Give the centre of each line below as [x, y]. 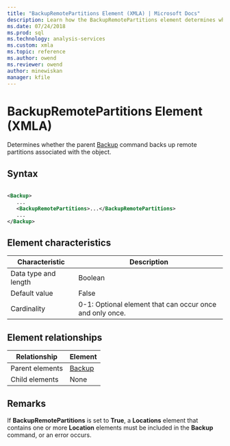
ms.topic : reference [37, 52]
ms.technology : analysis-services [56, 39]
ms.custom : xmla [30, 45]
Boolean [91, 278]
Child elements [35, 379]
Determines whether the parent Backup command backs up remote [102, 145]
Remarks [27, 404]
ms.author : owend [32, 58]
